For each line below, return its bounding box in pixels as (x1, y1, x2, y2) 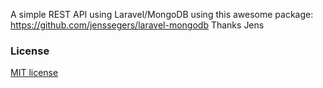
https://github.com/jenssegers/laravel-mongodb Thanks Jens (10, 19, 265, 31)
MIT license (10, 67, 59, 79)
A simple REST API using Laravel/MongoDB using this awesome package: (10, 9, 314, 20)
